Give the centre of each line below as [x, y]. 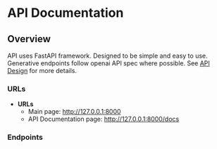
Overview [29, 39]
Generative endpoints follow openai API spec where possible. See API [108, 63]
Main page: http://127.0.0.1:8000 [74, 112]
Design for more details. [42, 71]
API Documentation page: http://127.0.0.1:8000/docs [104, 119]
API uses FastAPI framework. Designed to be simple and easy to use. [107, 56]
